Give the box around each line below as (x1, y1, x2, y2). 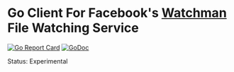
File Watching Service (7, 20, 140, 36)
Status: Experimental (7, 56, 68, 65)
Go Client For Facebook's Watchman (7, 5, 227, 21)
